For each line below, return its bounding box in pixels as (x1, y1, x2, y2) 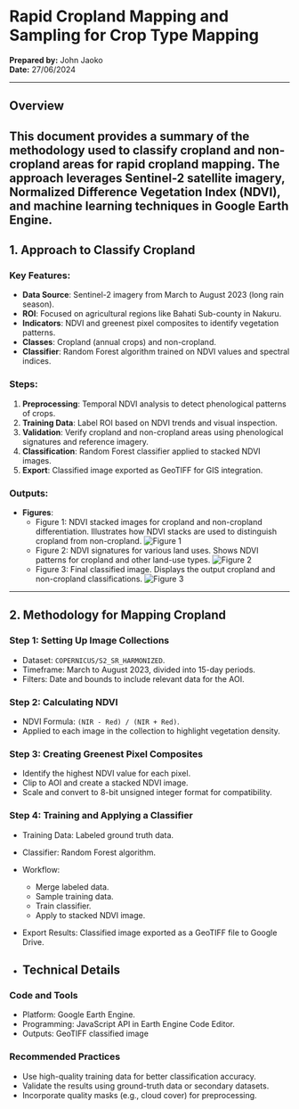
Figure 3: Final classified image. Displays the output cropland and (35, 564, 276, 574)
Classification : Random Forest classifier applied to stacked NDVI (21, 446, 261, 456)
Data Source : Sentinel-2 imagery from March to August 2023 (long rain (21, 290, 285, 300)
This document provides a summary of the (9, 128, 250, 144)
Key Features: (9, 269, 71, 282)
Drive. (21, 936, 44, 947)
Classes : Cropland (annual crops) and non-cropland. (21, 337, 216, 348)
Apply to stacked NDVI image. (35, 909, 146, 920)
